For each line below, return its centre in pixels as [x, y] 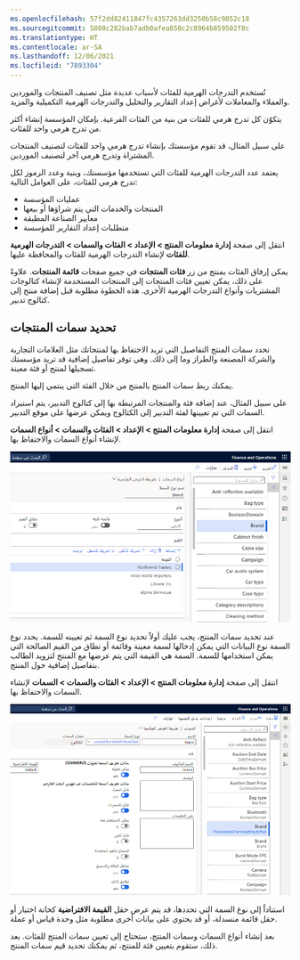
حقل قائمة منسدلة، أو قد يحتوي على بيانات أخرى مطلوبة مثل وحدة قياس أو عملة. [144, 918]
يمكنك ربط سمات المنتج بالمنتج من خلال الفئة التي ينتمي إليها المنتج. [122, 385]
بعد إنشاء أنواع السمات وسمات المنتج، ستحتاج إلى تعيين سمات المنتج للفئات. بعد [142, 936]
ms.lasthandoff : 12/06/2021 [62, 57]
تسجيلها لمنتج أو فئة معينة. [53, 368]
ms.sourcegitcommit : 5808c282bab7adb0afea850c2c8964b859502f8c [130, 28]
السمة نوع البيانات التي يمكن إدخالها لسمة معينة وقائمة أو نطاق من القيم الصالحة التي [150, 646]
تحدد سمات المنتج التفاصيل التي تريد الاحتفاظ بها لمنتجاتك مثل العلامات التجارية [140, 349]
